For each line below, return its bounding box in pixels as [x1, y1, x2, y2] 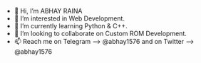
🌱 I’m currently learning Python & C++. [14, 22, 128, 30]
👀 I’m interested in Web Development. [14, 14, 125, 23]
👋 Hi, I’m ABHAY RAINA [14, 7, 83, 15]
